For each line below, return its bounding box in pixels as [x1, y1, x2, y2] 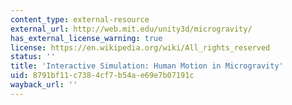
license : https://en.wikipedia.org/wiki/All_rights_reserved [10, 42, 271, 53]
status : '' [10, 52, 56, 62]
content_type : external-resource [10, 14, 150, 25]
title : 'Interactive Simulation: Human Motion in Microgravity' [10, 61, 284, 71]
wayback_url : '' [10, 80, 78, 90]
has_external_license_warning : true [10, 33, 163, 43]
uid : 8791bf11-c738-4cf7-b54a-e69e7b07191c [10, 71, 195, 81]
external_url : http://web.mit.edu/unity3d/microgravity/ [10, 24, 253, 34]
